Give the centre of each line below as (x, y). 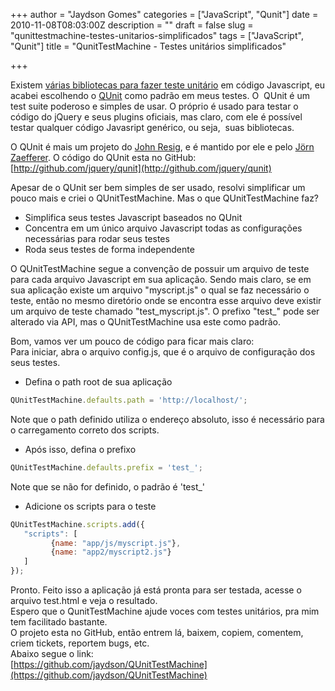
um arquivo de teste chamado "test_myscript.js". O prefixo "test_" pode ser (165, 311)
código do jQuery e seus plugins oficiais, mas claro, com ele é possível (156, 117)
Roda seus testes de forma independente (109, 249)
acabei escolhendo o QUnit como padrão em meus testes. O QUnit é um (160, 95)
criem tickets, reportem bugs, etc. (80, 643)
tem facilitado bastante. (59, 622)
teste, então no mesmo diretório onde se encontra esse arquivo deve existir (166, 300)
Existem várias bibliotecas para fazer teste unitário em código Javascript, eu (168, 85)
